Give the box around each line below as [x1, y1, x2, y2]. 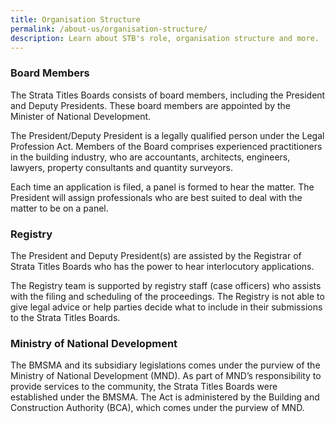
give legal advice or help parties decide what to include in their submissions [10, 301, 323, 313]
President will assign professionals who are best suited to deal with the [10, 191, 303, 203]
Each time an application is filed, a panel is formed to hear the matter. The [10, 181, 315, 193]
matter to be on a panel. [10, 202, 109, 214]
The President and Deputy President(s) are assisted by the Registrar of [10, 249, 302, 261]
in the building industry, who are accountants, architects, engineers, [10, 151, 291, 163]
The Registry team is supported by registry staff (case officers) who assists [10, 279, 322, 291]
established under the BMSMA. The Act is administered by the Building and [10, 391, 320, 403]
